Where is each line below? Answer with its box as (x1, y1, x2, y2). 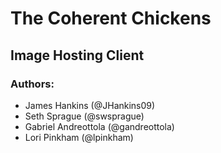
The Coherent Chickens (10, 7, 212, 30)
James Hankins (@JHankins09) (24, 99, 156, 111)
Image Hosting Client (10, 47, 145, 64)
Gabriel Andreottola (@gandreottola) (24, 120, 175, 132)
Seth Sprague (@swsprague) (24, 110, 145, 122)
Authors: (10, 77, 55, 91)
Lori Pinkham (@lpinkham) (24, 131, 134, 143)
